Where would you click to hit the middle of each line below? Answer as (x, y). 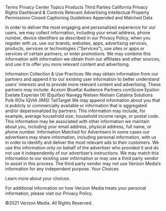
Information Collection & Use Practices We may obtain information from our (82, 74)
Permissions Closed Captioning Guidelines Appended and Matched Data (79, 18)
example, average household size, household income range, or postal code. (82, 116)
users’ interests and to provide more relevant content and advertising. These (83, 84)
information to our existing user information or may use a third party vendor (82, 158)
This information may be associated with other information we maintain (77, 121)
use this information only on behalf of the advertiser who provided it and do (82, 148)
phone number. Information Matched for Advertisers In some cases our (77, 132)
